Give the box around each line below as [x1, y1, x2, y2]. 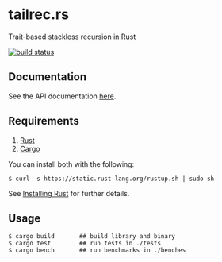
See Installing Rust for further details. [8, 188, 130, 198]
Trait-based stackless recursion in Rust [8, 32, 136, 41]
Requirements [8, 114, 79, 128]
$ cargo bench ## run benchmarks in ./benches [8, 246, 186, 255]
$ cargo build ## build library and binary [8, 233, 176, 241]
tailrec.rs [8, 6, 70, 24]
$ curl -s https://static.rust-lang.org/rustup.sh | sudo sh [8, 175, 215, 183]
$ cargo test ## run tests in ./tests [8, 240, 161, 248]
